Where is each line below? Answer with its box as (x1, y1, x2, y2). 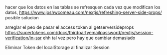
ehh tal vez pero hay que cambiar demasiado (42, 35, 136, 41)
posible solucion (5, 15, 39, 20)
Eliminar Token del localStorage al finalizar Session (5, 45, 110, 50)
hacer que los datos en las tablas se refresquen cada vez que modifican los (5, 4, 161, 10)
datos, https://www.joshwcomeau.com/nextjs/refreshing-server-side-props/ (5, 9, 162, 15)
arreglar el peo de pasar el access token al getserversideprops (5, 24, 134, 30)
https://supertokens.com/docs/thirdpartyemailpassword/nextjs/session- (5, 30, 154, 35)
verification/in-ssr (5, 35, 42, 41)
